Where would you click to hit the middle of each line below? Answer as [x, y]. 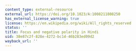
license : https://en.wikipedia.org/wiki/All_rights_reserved [68, 23]
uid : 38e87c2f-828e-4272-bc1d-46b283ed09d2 [50, 37]
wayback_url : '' [21, 41]
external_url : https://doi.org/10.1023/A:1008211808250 [63, 14]
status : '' [16, 28]
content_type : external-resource [39, 9]
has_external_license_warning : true [42, 18]
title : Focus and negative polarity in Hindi [52, 32]
